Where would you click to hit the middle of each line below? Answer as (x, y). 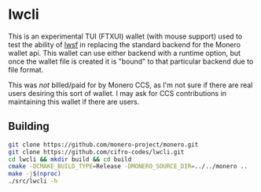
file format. (26, 69)
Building (29, 126)
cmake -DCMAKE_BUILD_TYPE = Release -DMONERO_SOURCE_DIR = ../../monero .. (128, 167)
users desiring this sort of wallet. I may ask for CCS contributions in (117, 93)
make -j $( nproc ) (35, 174)
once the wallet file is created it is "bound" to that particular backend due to (131, 61)
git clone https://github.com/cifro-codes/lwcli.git (96, 152)
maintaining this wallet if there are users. (74, 102)
